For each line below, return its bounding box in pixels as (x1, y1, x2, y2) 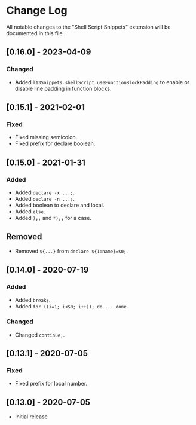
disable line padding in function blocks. (14, 85, 112, 92)
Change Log (6, 4, 68, 17)
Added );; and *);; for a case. (14, 215, 91, 221)
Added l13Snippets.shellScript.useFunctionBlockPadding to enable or (14, 78, 190, 85)
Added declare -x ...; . (14, 189, 75, 196)
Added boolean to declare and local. (14, 201, 105, 209)
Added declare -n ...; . (14, 195, 75, 202)
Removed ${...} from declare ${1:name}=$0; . (14, 247, 128, 255)
